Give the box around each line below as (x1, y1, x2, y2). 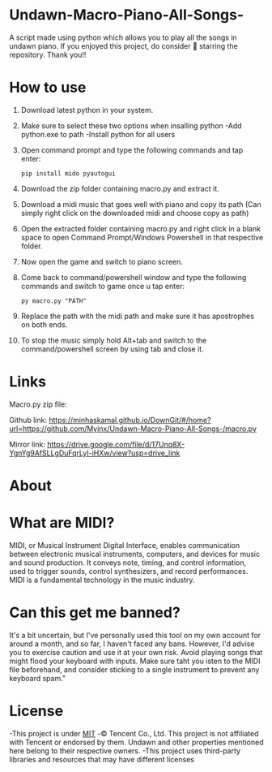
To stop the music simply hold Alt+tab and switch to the (20, 335, 207, 345)
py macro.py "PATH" (20, 296, 87, 305)
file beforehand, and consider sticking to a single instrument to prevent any (9, 664, 260, 675)
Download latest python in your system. (20, 105, 154, 114)
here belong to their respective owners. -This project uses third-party (9, 745, 241, 756)
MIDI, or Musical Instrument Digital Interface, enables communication (9, 540, 240, 550)
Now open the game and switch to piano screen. (20, 257, 183, 266)
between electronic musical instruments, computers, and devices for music (9, 549, 261, 559)
